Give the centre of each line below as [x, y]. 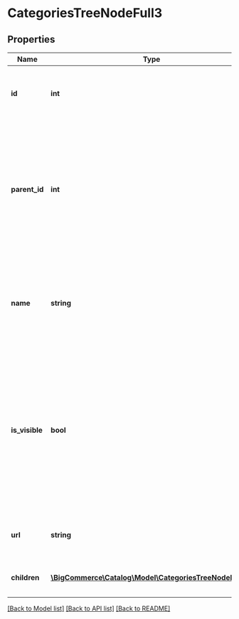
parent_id [27, 189]
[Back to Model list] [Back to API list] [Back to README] [89, 608]
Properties [31, 39]
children [25, 577]
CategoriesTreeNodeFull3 [85, 13]
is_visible [27, 430]
